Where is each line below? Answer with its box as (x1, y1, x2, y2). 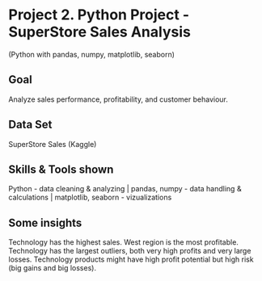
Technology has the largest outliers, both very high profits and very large (8, 246, 251, 256)
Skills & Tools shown (8, 162, 114, 176)
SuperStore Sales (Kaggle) (8, 139, 97, 149)
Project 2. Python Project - (8, 6, 190, 24)
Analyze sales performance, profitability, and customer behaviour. (8, 94, 228, 104)
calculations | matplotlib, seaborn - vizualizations (8, 192, 172, 203)
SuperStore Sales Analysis (8, 23, 192, 41)
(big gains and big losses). (8, 263, 97, 273)
